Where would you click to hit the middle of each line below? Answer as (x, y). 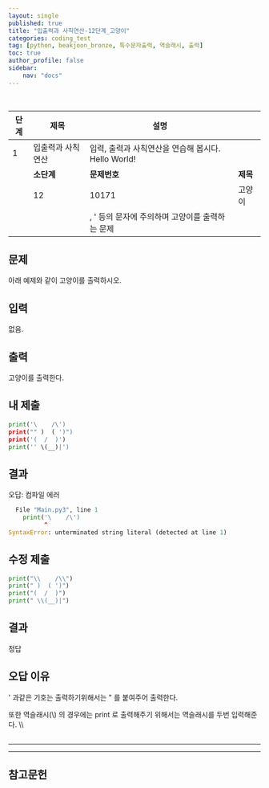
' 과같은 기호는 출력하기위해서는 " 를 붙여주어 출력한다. (93, 697)
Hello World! (112, 159)
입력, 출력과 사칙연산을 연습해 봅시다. (155, 148)
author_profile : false (46, 61)
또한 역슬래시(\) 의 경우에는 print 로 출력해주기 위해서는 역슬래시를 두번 (119, 714)
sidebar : (23, 68)
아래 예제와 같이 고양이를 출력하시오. (65, 280)
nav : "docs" (42, 76)
